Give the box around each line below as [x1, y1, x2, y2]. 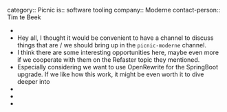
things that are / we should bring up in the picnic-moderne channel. [17, 41, 206, 49]
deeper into [17, 78, 50, 85]
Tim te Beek [7, 13, 41, 21]
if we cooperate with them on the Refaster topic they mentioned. [17, 56, 200, 64]
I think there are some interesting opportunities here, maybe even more [17, 48, 219, 56]
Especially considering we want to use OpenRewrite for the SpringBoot [17, 63, 219, 71]
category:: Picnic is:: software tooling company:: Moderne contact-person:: [7, 6, 221, 14]
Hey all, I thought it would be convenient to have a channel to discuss [17, 34, 214, 42]
